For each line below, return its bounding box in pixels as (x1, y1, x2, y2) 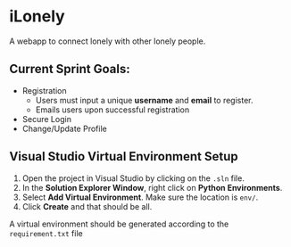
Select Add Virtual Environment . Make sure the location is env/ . (21, 192, 259, 202)
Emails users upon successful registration (35, 104, 190, 115)
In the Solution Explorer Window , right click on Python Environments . (21, 182, 283, 193)
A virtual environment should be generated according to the (9, 218, 229, 229)
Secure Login (21, 113, 71, 124)
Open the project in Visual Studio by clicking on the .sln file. (21, 172, 245, 184)
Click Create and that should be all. (21, 201, 153, 211)
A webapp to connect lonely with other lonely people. (9, 36, 206, 46)
